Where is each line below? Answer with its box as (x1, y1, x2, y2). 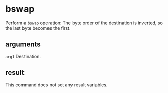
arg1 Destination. (5, 53, 41, 59)
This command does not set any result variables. (5, 82, 108, 88)
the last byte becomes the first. (5, 25, 71, 31)
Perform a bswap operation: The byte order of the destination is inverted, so (5, 20, 163, 26)
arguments (5, 40, 41, 49)
